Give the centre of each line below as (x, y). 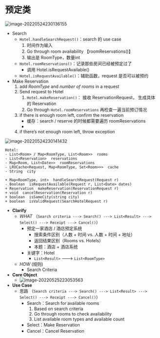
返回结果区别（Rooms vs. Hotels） (69, 240)
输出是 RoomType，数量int (53, 57)
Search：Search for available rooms (63, 303)
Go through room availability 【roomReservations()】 (80, 51)
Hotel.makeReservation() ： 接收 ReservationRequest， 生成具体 (91, 97)
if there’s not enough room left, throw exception (67, 131)
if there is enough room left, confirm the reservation (71, 115)
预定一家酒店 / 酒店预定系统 (54, 228)
